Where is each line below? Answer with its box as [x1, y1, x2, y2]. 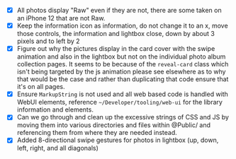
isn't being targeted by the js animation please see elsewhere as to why [16, 67, 226, 76]
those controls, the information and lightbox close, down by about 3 [16, 30, 215, 38]
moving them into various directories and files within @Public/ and [16, 121, 210, 129]
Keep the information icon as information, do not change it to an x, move [16, 21, 228, 30]
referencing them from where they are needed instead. [16, 129, 178, 137]
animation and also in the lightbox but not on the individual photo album [16, 52, 226, 61]
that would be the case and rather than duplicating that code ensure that [16, 75, 229, 83]
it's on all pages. [16, 83, 65, 91]
